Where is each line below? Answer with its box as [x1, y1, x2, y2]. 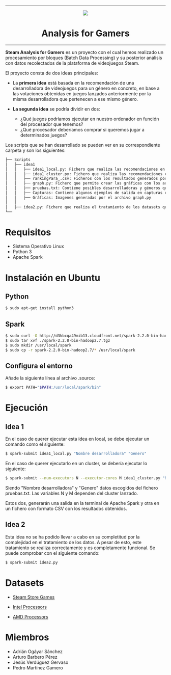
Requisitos [5, 226, 51, 238]
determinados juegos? [20, 132, 67, 138]
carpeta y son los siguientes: [5, 147, 66, 153]
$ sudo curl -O [5, 333, 38, 339]
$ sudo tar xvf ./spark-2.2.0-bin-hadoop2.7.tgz [5, 338, 110, 343]
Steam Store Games [12, 594, 55, 600]
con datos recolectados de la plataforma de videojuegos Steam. [5, 60, 140, 66]
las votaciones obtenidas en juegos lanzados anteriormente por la [12, 90, 151, 97]
